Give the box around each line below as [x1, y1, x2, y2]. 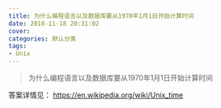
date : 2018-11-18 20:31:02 [8, 19, 100, 28]
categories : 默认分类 [8, 34, 77, 43]
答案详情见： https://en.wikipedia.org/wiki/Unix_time [8, 90, 184, 100]
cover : [8, 27, 31, 35]
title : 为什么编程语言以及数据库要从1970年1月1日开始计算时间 [8, 11, 194, 20]
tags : [8, 42, 27, 50]
